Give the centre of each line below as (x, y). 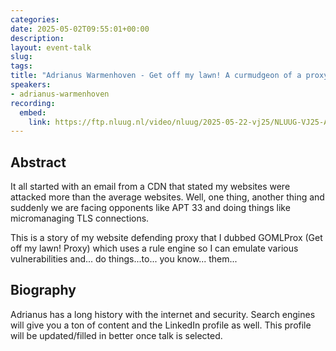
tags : (21, 66)
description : (37, 38)
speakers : (31, 85)
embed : (33, 112)
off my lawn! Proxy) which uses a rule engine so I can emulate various (154, 248)
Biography (43, 290)
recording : (33, 103)
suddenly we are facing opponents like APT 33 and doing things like (150, 208)
